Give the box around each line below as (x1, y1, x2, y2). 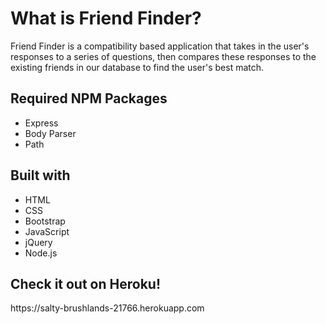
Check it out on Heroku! (10, 275, 161, 292)
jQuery (24, 236, 53, 248)
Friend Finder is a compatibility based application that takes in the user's (10, 40, 310, 52)
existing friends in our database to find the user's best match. (10, 61, 265, 73)
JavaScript (24, 225, 70, 237)
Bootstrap (24, 215, 66, 227)
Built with (10, 167, 71, 184)
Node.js (24, 247, 58, 259)
